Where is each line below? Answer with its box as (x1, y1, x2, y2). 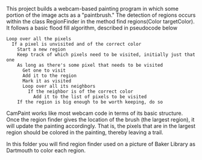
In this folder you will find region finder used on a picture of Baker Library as (6, 141, 196, 147)
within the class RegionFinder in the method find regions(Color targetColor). (6, 18, 195, 25)
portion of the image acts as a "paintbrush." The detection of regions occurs (6, 11, 196, 19)
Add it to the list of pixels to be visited (33, 94, 147, 100)
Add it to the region (22, 73, 77, 79)
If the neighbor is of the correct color (28, 88, 134, 94)
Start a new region (17, 46, 66, 52)
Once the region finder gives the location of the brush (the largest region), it (6, 116, 195, 123)
